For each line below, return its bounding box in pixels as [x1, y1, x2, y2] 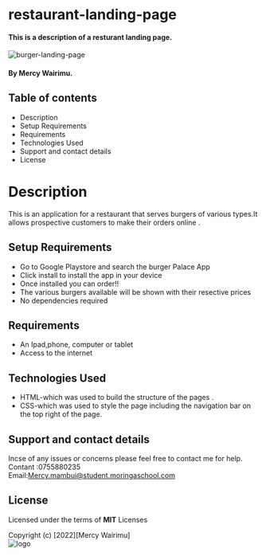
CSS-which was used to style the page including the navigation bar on [19, 401, 252, 411]
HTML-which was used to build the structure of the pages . [19, 393, 214, 402]
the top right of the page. [19, 409, 103, 419]
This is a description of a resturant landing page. [8, 32, 173, 41]
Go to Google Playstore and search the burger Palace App [19, 261, 211, 272]
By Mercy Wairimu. [8, 68, 73, 77]
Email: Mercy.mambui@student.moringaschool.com [8, 470, 175, 480]
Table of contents [8, 92, 97, 105]
